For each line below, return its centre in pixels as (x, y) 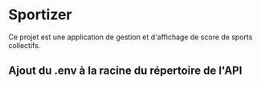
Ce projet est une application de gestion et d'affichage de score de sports (130, 37)
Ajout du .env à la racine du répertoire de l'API (125, 71)
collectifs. (24, 45)
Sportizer (40, 15)
